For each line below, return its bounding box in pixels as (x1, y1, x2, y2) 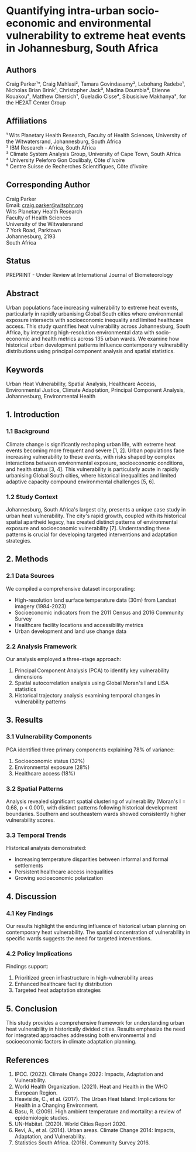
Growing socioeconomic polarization (14, 875, 104, 882)
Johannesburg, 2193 (6, 233, 56, 240)
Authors (6, 65, 37, 74)
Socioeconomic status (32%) (14, 757, 85, 764)
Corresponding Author (6, 180, 91, 190)
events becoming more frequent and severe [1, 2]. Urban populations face (6, 447, 185, 454)
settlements (14, 862, 43, 869)
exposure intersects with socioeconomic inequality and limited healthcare (6, 317, 184, 324)
